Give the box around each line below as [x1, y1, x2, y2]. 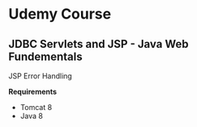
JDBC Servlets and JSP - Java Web [8, 37, 189, 51]
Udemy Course [8, 5, 112, 23]
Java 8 [19, 111, 43, 121]
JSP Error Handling [8, 71, 73, 81]
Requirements [8, 87, 58, 96]
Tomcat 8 [19, 103, 53, 112]
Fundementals [8, 49, 83, 63]
